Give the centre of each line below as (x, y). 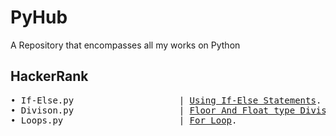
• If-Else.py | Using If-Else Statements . (166, 100)
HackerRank (49, 76)
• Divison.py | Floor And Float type (153, 110)
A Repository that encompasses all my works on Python (125, 45)
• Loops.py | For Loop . (124, 120)
